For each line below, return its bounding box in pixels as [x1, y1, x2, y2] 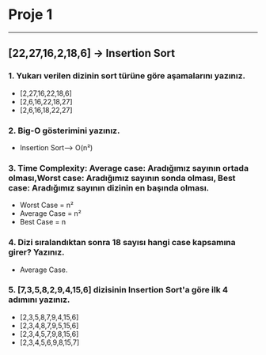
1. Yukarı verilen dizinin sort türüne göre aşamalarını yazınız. [8, 70, 246, 81]
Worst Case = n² [19, 200, 74, 210]
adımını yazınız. [8, 294, 70, 305]
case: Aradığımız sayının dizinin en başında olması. [8, 182, 210, 193]
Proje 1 [8, 6, 53, 24]
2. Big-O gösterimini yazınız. [8, 125, 120, 136]
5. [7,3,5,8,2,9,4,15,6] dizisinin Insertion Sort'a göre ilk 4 [8, 285, 228, 296]
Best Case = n [19, 217, 66, 227]
